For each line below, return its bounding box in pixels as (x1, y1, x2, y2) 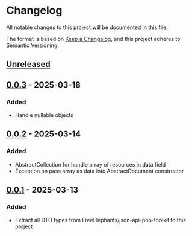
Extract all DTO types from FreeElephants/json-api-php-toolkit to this (14, 217, 187, 224)
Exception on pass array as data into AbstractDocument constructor (14, 167, 184, 174)
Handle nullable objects (14, 112, 74, 119)
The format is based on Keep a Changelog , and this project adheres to (6, 35, 181, 42)
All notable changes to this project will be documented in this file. (6, 24, 169, 31)
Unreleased (6, 59, 51, 69)
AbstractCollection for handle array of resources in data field (14, 161, 166, 168)
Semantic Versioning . (6, 42, 59, 49)
